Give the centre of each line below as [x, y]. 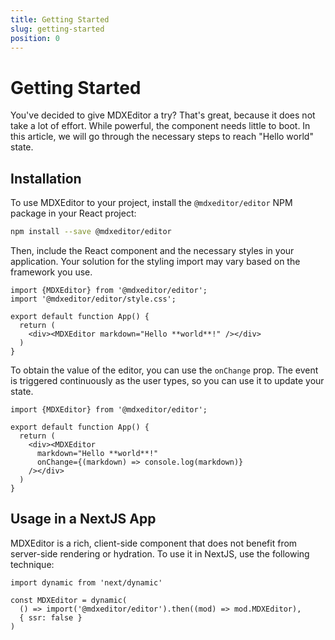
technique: [32, 564]
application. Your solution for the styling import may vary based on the [155, 261]
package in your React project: [73, 213]
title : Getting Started [60, 19]
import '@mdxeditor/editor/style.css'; [93, 299]
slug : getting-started [57, 29]
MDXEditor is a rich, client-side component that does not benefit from [154, 543]
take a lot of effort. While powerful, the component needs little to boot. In [160, 126]
